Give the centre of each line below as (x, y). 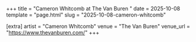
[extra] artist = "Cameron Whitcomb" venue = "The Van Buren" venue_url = (98, 26)
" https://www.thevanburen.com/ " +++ (53, 33)
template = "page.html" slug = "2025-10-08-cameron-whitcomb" (86, 15)
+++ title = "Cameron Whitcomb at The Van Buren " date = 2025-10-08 (93, 9)
